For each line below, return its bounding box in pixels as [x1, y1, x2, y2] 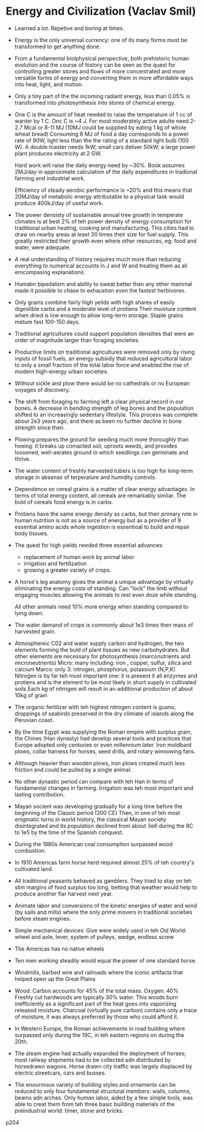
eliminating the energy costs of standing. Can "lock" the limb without [14, 585, 188, 592]
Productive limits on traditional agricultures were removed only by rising [14, 348, 195, 356]
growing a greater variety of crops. [23, 566, 111, 574]
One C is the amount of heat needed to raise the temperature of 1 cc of [14, 111, 192, 118]
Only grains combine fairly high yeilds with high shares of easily [14, 298, 175, 306]
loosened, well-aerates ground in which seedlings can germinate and [14, 448, 188, 456]
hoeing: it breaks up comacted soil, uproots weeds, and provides [14, 442, 178, 450]
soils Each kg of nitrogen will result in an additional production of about [14, 685, 193, 692]
